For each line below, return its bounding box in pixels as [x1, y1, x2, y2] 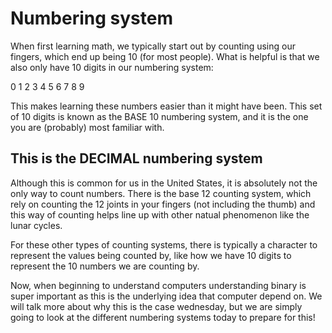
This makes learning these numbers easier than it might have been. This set [10, 100, 323, 112]
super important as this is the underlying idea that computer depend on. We [10, 290, 323, 302]
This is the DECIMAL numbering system [10, 150, 263, 167]
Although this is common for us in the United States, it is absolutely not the [10, 177, 318, 189]
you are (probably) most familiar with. [10, 121, 165, 133]
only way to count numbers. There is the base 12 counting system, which [10, 187, 312, 199]
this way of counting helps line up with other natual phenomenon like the [10, 208, 310, 221]
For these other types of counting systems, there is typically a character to [10, 238, 318, 251]
